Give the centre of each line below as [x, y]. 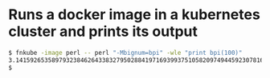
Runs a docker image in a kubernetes [135, 15]
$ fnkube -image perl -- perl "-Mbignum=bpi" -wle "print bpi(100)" [125, 53]
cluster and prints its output [103, 31]
